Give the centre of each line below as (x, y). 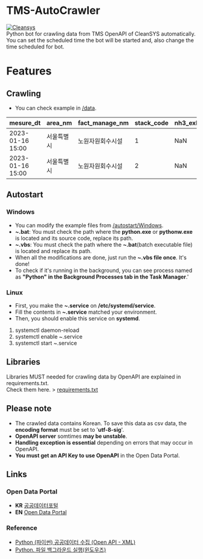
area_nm (59, 123)
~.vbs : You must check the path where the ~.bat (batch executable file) (104, 244)
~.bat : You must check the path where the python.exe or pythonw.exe (104, 231)
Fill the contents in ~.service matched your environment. (86, 312)
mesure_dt (25, 123)
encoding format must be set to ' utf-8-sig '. (69, 429)
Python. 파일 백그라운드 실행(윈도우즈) (60, 549)
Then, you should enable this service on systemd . (77, 318)
